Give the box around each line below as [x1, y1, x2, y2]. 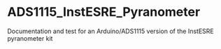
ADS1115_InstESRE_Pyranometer [7, 4, 201, 20]
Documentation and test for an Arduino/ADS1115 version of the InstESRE [7, 27, 215, 35]
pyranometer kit [7, 34, 53, 42]
